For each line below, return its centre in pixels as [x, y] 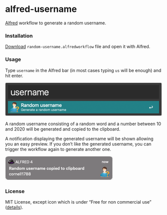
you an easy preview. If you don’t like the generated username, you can [78, 144]
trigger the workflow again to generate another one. [58, 149]
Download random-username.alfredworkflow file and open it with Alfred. [78, 47]
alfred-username [41, 9]
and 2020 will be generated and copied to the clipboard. [63, 129]
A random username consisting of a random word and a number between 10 [83, 124]
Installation [19, 36]
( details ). [14, 207]
